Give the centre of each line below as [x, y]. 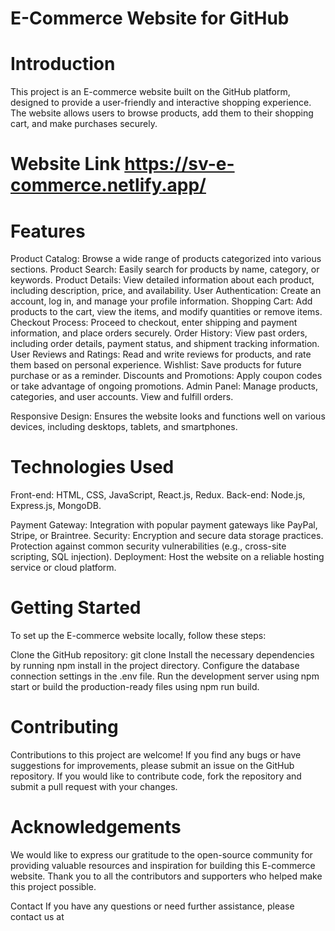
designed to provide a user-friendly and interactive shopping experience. [161, 103]
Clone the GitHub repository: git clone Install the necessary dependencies [162, 655]
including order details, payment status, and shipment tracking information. [165, 344]
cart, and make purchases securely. [84, 124]
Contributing [64, 727]
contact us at [37, 916]
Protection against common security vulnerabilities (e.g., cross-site [148, 546]
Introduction [63, 64]
